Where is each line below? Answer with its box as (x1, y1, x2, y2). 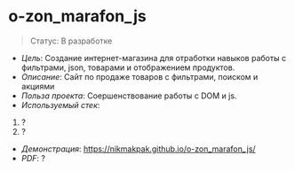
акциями (20, 81, 55, 91)
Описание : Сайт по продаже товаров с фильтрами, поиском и (20, 71, 259, 82)
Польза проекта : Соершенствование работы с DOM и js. (20, 90, 237, 101)
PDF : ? (20, 152, 46, 163)
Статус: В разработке (29, 35, 113, 46)
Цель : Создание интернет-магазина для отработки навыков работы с (20, 52, 286, 63)
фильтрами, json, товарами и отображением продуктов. (20, 62, 235, 73)
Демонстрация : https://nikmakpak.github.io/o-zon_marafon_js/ (20, 144, 256, 154)
